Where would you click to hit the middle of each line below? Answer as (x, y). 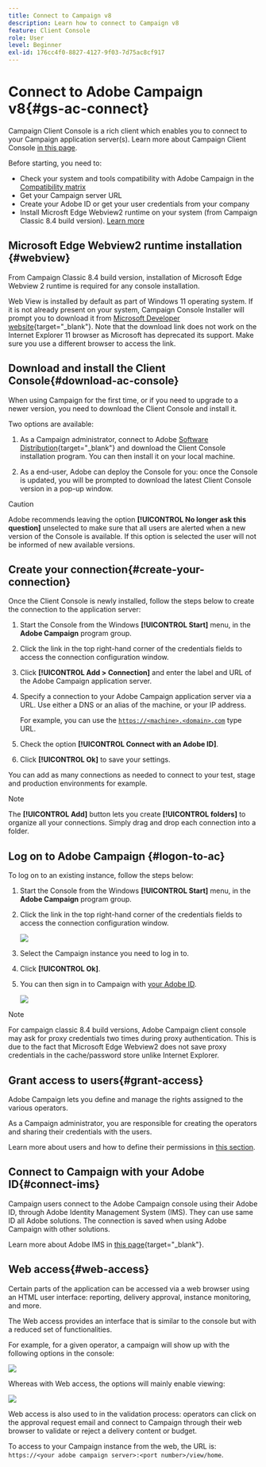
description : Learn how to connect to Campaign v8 (94, 23)
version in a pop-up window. (66, 488)
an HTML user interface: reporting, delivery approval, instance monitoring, (130, 1297)
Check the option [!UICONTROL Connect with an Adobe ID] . (119, 744)
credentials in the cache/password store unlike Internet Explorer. (114, 1055)
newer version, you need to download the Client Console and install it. (123, 408)
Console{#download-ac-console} (94, 381)
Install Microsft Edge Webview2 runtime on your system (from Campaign (139, 212)
